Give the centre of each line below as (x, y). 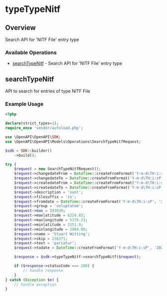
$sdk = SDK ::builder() (29, 151)
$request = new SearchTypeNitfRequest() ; (57, 169)
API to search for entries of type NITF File (48, 91)
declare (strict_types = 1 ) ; (32, 123)
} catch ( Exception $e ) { (32, 280)
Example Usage (24, 104)
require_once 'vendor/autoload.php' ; (44, 128)
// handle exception (35, 285)
